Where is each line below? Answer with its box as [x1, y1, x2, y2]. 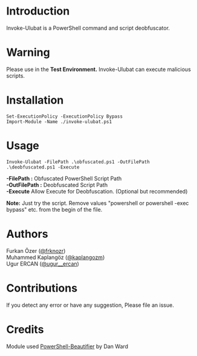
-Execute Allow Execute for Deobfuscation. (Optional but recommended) [6, 187, 188, 195]
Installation [6, 93, 64, 107]
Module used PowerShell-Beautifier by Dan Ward [6, 343, 129, 350]
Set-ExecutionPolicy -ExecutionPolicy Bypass [6, 113, 123, 119]
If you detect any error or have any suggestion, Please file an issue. [6, 301, 174, 309]
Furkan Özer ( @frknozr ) [6, 247, 66, 254]
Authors [6, 227, 48, 241]
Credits [6, 323, 44, 336]
